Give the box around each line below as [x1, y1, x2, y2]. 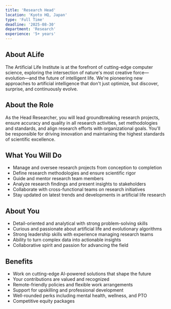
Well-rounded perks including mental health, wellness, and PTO [12, 293, 147, 299]
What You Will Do [5, 151, 62, 160]
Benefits [5, 257, 33, 266]
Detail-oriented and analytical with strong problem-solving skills [12, 220, 148, 226]
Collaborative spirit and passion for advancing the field [12, 242, 129, 248]
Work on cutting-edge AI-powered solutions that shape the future [12, 271, 152, 277]
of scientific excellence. [5, 136, 55, 142]
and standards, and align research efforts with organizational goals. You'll [5, 125, 160, 131]
